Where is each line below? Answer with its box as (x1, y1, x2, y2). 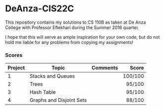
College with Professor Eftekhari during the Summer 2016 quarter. (5, 24, 139, 30)
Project (7, 65, 25, 72)
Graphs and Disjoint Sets (29, 97, 87, 104)
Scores (5, 51, 23, 58)
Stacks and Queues (29, 73, 75, 79)
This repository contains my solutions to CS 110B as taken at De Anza (5, 19, 146, 25)
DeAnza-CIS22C (5, 3, 74, 14)
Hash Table (29, 89, 56, 96)
